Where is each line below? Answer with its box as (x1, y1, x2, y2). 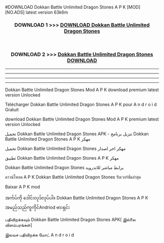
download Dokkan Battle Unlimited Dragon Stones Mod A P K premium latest (5, 116, 159, 122)
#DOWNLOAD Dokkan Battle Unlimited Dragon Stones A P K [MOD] (5, 4, 141, 10)
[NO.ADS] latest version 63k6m (5, 9, 68, 15)
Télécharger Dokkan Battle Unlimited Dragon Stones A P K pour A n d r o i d (5, 101, 157, 107)
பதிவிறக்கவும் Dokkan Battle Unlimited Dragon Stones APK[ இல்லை (5, 217, 136, 222)
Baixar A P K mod (5, 184, 41, 190)
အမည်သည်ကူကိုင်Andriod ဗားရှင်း (5, 204, 70, 210)
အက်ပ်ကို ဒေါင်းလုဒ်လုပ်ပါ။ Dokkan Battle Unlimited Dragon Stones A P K (5, 194, 148, 200)
